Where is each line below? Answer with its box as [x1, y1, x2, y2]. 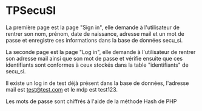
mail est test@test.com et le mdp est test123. [5, 86, 118, 93]
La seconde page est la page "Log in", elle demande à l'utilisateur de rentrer [5, 48, 196, 55]
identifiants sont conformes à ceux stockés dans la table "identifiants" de [5, 61, 189, 69]
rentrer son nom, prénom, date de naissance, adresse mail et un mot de [5, 30, 184, 37]
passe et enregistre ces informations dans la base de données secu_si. [5, 36, 183, 44]
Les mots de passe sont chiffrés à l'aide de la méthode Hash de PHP [5, 98, 177, 105]
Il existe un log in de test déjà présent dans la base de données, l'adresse [5, 79, 189, 87]
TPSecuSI [5, 4, 56, 18]
